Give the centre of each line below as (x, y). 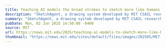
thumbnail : (16, 37)
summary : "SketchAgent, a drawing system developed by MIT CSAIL (74, 19)
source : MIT (17, 28)
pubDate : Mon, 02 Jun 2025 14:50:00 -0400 (49, 23)
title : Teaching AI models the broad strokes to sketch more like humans (83, 10)
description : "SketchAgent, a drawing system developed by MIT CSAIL (78, 14)
